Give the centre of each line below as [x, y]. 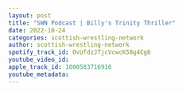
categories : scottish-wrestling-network [76, 38]
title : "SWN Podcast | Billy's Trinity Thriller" [92, 23]
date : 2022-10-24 [37, 30]
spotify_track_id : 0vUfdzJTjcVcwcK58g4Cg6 [80, 52]
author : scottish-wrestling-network [69, 45]
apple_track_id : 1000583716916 [60, 67]
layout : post [30, 15]
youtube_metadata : [39, 74]
